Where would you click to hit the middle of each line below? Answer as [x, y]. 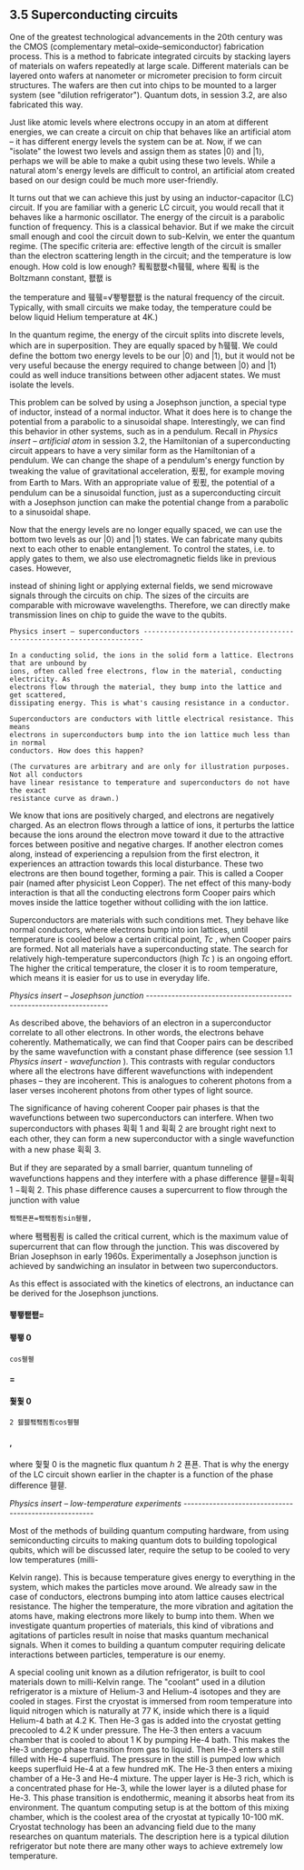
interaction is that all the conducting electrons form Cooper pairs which [142, 892]
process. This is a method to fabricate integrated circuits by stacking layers [150, 56]
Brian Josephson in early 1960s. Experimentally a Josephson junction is [143, 1256]
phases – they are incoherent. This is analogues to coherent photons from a [151, 1080]
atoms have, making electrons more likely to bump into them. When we [142, 1615]
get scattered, [38, 695]
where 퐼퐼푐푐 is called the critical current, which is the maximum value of [149, 1236]
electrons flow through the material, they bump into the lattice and [146, 687]
